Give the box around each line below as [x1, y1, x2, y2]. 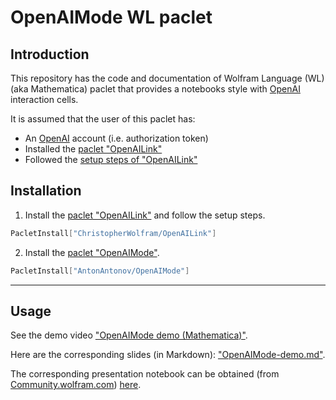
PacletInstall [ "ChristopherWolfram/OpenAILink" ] [10, 228, 217, 238]
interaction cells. [10, 94, 79, 105]
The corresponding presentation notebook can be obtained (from [10, 368, 280, 380]
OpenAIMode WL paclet [10, 6, 213, 29]
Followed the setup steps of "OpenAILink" [24, 154, 198, 165]
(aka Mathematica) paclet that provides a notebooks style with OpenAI [10, 83, 301, 95]
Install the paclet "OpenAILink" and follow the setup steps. [24, 209, 266, 221]
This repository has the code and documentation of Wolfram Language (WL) [10, 72, 325, 84]
